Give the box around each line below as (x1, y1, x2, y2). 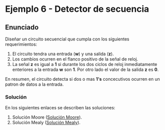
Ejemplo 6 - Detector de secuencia (5, 3, 149, 15)
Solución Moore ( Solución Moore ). (12, 114, 82, 120)
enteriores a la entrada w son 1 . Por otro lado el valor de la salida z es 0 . (12, 66, 159, 72)
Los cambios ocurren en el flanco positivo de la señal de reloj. (12, 56, 138, 62)
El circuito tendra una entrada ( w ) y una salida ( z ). (12, 51, 114, 57)
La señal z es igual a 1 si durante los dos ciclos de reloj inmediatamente (12, 62, 158, 67)
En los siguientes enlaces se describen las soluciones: (5, 105, 116, 111)
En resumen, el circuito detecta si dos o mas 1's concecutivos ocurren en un (5, 76, 160, 82)
